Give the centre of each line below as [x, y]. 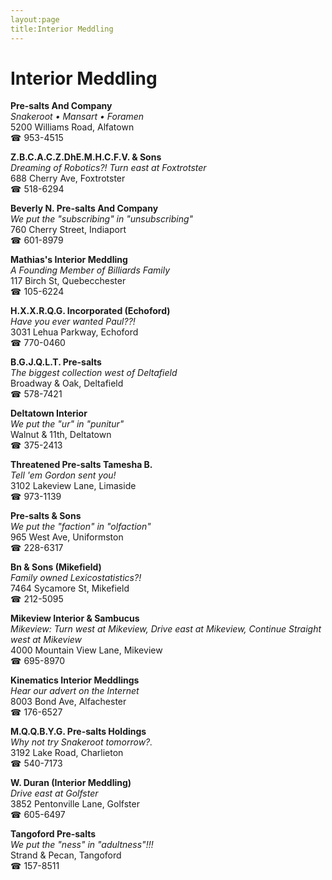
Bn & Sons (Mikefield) [56, 567]
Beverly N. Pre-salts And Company [84, 208]
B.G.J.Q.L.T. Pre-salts [56, 362]
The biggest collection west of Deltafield [94, 373]
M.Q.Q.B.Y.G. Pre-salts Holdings [78, 732]
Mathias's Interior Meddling [69, 260]
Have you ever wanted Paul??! [73, 322]
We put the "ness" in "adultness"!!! [82, 845]
